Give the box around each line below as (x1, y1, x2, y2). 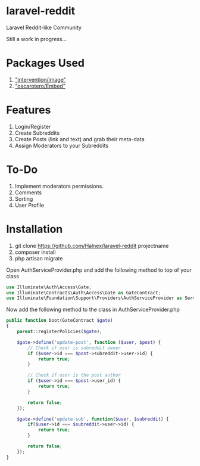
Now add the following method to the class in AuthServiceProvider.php (6, 306, 180, 313)
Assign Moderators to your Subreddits (14, 142, 109, 149)
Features (6, 103, 51, 117)
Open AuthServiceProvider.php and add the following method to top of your (6, 266, 192, 274)
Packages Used (6, 57, 85, 70)
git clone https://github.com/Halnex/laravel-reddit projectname (14, 242, 169, 249)
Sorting (14, 195, 33, 202)
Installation (6, 222, 63, 236)
